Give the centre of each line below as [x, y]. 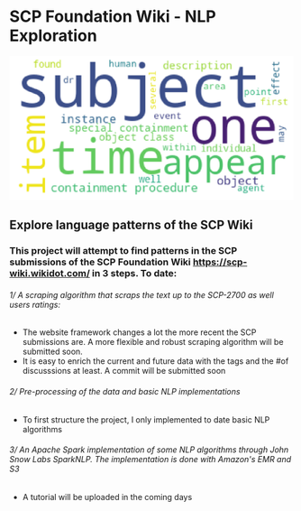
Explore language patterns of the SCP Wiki [131, 225]
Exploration [53, 36]
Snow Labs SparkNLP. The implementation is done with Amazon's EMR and [150, 460]
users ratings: [35, 304]
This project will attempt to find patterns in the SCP [123, 251]
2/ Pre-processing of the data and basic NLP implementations [125, 391]
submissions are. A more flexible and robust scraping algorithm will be [153, 342]
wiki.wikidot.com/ [50, 274]
